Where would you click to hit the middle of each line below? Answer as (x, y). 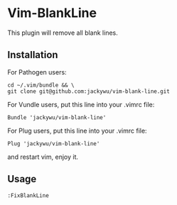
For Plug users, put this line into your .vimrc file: (77, 131)
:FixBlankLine (28, 195)
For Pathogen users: (37, 72)
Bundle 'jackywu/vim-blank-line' (57, 117)
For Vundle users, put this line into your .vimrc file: (81, 104)
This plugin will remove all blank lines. (63, 33)
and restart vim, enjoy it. (43, 157)
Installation (33, 55)
